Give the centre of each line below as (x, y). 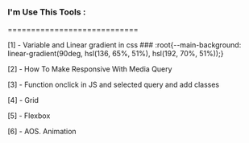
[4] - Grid (23, 100)
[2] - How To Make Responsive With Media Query (90, 69)
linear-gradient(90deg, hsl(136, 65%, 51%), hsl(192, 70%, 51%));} (116, 54)
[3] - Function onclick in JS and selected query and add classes (113, 85)
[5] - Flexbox (29, 116)
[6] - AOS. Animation (42, 132)
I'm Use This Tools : (47, 12)
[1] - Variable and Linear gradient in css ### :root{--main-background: (124, 45)
